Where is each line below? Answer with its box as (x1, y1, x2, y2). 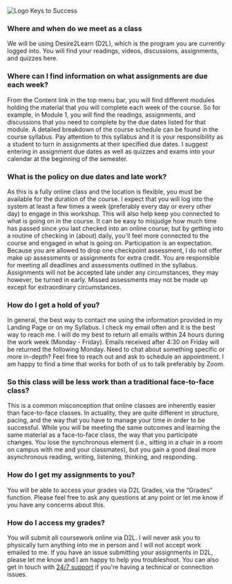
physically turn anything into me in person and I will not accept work (7, 541, 202, 549)
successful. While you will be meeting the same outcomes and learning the (7, 424, 221, 432)
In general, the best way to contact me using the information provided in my (7, 316, 223, 324)
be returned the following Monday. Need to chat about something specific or (7, 346, 225, 354)
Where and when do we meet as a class (7, 23, 143, 33)
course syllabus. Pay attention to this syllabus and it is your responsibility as (7, 132, 224, 141)
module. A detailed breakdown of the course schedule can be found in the (7, 125, 219, 133)
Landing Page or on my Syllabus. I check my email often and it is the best (7, 323, 215, 332)
